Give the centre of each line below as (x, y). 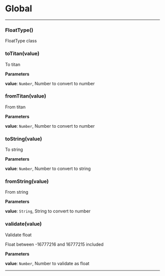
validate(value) (24, 224)
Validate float (18, 235)
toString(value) (24, 138)
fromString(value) (27, 181)
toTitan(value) (22, 54)
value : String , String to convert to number (48, 211)
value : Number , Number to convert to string (48, 169)
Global (19, 9)
